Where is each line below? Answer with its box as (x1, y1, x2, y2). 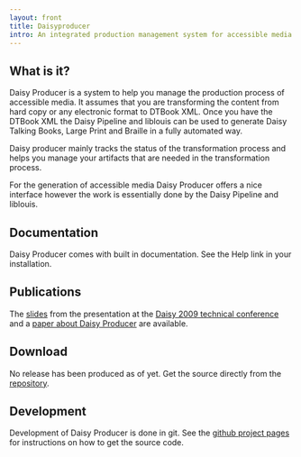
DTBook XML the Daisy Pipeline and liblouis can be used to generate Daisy (9, 116, 287, 127)
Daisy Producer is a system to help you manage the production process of (9, 87, 286, 98)
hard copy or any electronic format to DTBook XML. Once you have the (9, 106, 273, 117)
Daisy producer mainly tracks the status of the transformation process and (9, 143, 287, 154)
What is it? (9, 63, 70, 78)
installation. (9, 259, 52, 269)
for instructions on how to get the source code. (9, 437, 185, 448)
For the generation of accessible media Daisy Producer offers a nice (9, 179, 263, 190)
